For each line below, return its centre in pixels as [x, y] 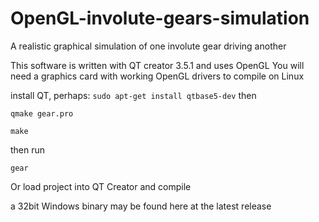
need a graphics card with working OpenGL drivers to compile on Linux [157, 76]
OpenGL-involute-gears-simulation [160, 18]
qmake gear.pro [42, 113]
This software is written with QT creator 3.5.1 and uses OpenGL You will [157, 65]
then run [28, 149]
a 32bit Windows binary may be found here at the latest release [141, 206]
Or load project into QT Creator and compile [101, 186]
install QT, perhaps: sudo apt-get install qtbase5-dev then [133, 95]
